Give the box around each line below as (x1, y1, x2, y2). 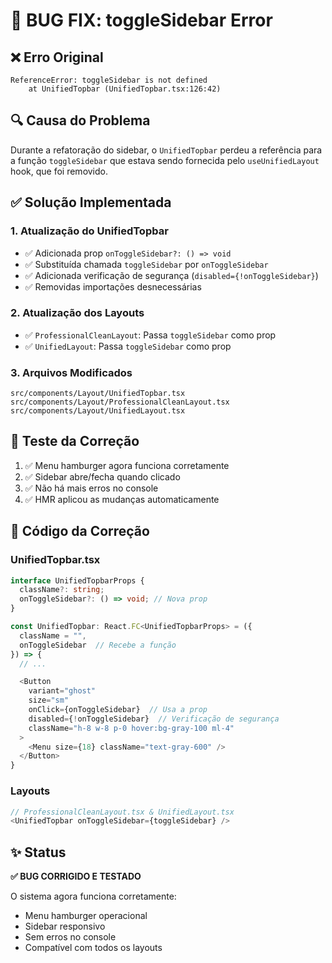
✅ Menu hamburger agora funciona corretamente (24, 459, 230, 471)
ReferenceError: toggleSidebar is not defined (10, 75, 208, 85)
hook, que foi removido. (10, 165, 109, 177)
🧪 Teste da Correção (10, 433, 140, 450)
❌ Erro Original (10, 49, 104, 66)
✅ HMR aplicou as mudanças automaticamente (24, 493, 220, 505)
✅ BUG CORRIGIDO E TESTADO (10, 870, 142, 883)
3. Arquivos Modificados (10, 365, 133, 379)
